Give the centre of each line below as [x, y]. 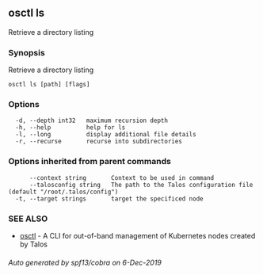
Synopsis [27, 52]
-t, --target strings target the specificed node [109, 199]
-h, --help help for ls [71, 128]
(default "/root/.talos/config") [63, 192]
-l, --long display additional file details [106, 135]
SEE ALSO [28, 219]
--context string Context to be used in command [122, 178]
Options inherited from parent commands [90, 162]
